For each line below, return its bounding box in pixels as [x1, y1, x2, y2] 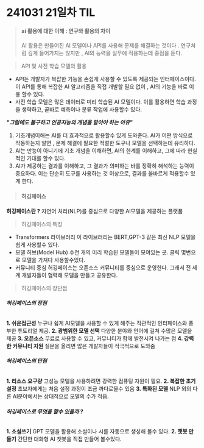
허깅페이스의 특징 [21, 220, 63, 227]
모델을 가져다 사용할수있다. [21, 256, 86, 263]
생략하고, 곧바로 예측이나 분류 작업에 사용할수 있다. [21, 106, 142, 113]
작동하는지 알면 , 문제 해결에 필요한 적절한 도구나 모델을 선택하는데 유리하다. [15, 140, 196, 147]
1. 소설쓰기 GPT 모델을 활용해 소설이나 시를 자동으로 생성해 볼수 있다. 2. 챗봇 [6, 428, 188, 435]
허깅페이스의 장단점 [21, 284, 68, 291]
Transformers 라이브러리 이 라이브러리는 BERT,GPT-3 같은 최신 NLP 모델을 [15, 233, 196, 241]
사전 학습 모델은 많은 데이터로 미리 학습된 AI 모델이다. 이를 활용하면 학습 [15, 98, 186, 105]
